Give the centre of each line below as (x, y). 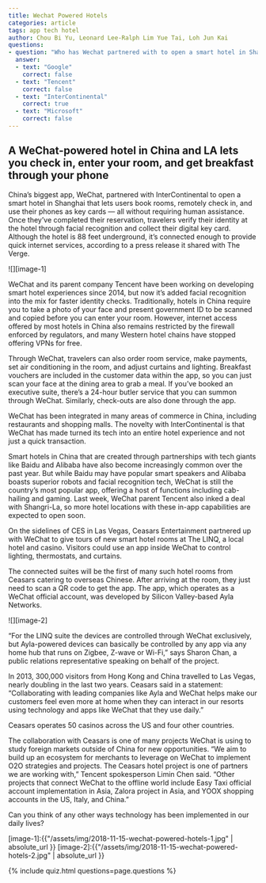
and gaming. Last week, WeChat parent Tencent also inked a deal (138, 498)
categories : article (42, 23)
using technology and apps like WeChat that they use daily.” (106, 710)
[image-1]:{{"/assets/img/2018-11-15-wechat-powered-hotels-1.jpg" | (121, 838)
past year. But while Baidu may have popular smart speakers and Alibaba (127, 473)
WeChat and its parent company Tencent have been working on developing (131, 284)
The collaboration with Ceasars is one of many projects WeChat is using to (130, 740)
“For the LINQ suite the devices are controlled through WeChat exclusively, (130, 635)
